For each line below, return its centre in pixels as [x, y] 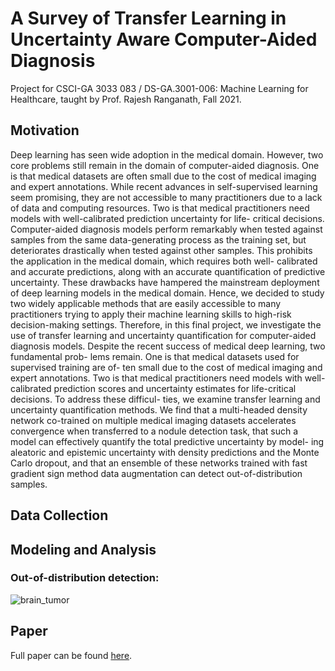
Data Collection [59, 515]
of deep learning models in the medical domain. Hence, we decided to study [167, 293]
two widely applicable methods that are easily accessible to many [146, 303]
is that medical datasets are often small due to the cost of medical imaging [163, 176]
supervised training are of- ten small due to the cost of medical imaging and [166, 367]
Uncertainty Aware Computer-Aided [164, 39]
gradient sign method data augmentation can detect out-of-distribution [156, 473]
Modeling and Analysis [83, 549]
